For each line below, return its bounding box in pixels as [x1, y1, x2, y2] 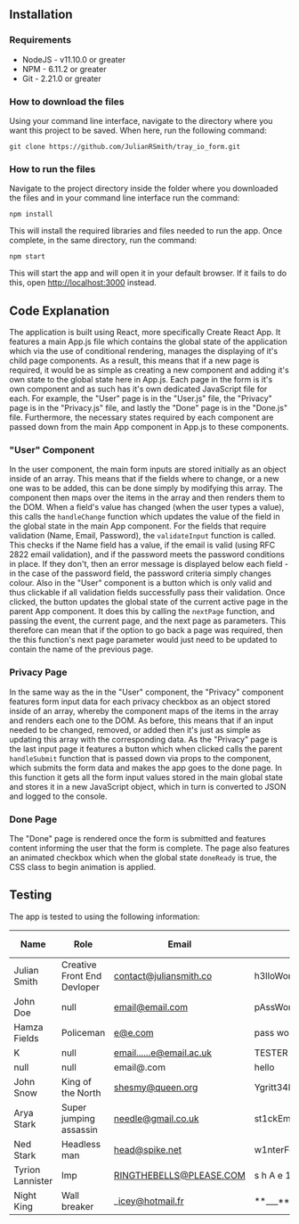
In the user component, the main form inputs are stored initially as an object [9, 464, 287, 475]
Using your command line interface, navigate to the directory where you [9, 115, 273, 126]
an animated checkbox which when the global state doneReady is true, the [9, 851, 278, 863]
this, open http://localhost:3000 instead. [9, 277, 158, 288]
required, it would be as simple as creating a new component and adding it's [9, 365, 289, 375]
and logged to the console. [9, 791, 109, 801]
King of [61, 1075, 92, 1088]
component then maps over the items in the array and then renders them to [9, 492, 286, 503]
